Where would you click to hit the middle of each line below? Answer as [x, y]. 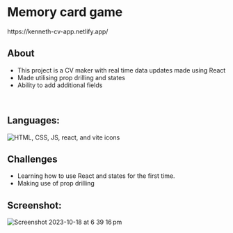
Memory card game [65, 12]
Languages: [34, 120]
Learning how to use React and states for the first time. [96, 176]
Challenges [32, 159]
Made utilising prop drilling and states [71, 77]
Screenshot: [34, 205]
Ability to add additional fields [60, 85]
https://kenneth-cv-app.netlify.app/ [58, 31]
